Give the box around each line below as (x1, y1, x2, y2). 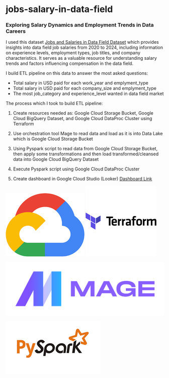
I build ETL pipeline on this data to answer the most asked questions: (6, 70, 148, 76)
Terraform (13, 121, 34, 127)
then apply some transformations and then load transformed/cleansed (13, 151, 159, 157)
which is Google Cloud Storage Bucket (13, 136, 94, 142)
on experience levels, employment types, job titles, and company (6, 50, 140, 56)
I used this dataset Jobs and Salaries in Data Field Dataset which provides (6, 39, 159, 45)
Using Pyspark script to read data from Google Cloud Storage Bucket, (13, 146, 158, 152)
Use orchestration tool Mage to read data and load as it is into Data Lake (13, 131, 163, 137)
